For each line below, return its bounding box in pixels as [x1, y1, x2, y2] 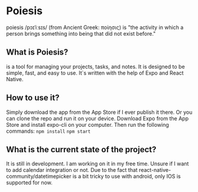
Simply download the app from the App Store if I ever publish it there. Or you [6, 108, 193, 116]
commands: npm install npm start [6, 127, 91, 135]
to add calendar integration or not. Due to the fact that [6, 167, 138, 174]
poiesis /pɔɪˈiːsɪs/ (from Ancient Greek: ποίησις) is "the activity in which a [6, 24, 184, 31]
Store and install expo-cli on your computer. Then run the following [6, 121, 170, 128]
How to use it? [6, 93, 60, 103]
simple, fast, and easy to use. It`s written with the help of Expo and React [6, 69, 184, 76]
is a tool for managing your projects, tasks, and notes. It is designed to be [6, 63, 185, 70]
